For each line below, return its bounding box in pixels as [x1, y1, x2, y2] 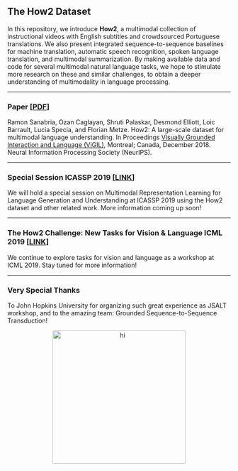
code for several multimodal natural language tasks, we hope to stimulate [7, 62, 221, 70]
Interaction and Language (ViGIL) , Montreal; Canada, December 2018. [7, 141, 211, 149]
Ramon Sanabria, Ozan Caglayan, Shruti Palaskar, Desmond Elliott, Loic [7, 118, 215, 126]
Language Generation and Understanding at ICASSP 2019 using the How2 [7, 196, 223, 205]
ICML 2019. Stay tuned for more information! [7, 261, 137, 269]
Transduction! [7, 316, 48, 325]
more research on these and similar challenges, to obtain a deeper [7, 70, 201, 78]
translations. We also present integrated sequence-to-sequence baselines [7, 39, 225, 48]
